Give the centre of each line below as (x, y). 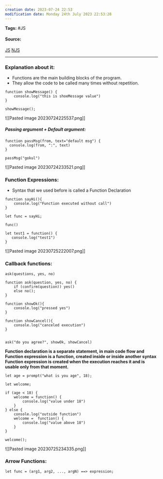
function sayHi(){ (24, 200)
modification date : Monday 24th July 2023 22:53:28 (58, 14)
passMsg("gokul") (23, 158)
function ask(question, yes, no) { (41, 282)
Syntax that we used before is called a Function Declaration (72, 190)
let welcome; (18, 384)
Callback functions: (29, 264)
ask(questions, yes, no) (30, 274)
